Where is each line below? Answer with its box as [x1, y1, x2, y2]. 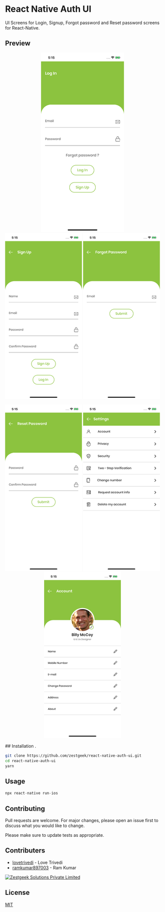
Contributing [5, 804, 45, 813]
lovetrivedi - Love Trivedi [12, 859, 63, 865]
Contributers [5, 847, 46, 855]
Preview [5, 39, 31, 48]
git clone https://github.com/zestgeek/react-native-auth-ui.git [5, 753, 141, 758]
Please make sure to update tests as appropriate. [5, 832, 105, 838]
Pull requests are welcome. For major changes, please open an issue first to [5, 818, 159, 824]
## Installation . [5, 743, 36, 749]
